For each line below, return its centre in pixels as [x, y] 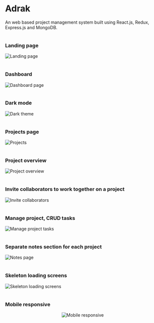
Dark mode [18, 103]
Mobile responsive [28, 304]
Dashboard [19, 74]
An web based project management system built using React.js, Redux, [77, 22]
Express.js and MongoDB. [31, 27]
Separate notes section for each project [53, 247]
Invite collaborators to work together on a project [65, 189]
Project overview [26, 161]
